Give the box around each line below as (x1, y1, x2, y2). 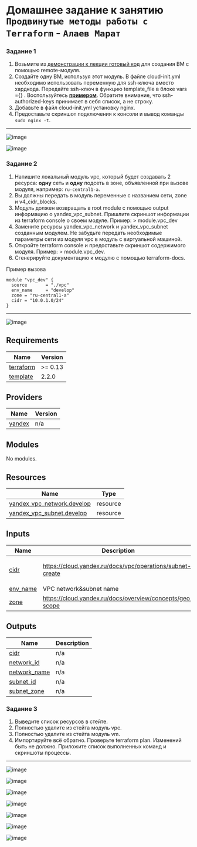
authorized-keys (14, 98, 55, 105)
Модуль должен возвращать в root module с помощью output (14, 204, 169, 211)
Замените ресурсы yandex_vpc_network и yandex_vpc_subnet (14, 223, 168, 230)
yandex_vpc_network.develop (9, 500, 91, 508)
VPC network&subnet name (42, 584, 119, 593)
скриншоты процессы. (14, 749, 72, 756)
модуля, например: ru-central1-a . (14, 186, 101, 193)
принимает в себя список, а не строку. (55, 98, 154, 105)
